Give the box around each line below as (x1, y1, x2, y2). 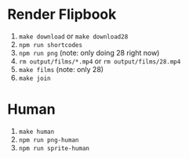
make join (18, 74, 52, 82)
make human (18, 128, 55, 136)
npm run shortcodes (18, 41, 83, 49)
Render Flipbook (7, 5, 117, 23)
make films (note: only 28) (18, 64, 104, 74)
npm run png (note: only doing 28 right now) (18, 48, 160, 57)
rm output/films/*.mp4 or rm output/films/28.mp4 (18, 56, 181, 66)
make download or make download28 (18, 31, 129, 41)
